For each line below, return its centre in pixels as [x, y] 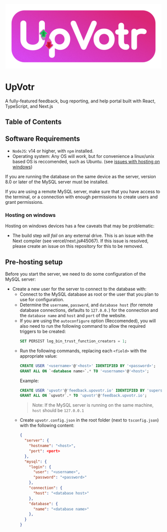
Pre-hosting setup [34, 262]
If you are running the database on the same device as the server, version [81, 176]
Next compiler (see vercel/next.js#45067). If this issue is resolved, [80, 241]
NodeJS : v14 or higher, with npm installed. [53, 151]
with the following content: [47, 426]
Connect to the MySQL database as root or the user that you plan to [89, 294]
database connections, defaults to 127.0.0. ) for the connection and [89, 310]
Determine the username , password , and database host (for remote [86, 305]
